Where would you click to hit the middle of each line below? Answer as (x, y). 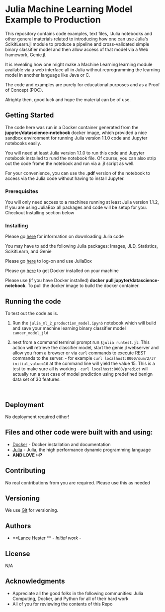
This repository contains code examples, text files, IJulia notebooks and (79, 33)
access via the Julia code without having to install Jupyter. (65, 178)
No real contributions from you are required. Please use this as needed (78, 482)
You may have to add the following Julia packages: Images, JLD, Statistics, (82, 246)
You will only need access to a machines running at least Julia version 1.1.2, (82, 202)
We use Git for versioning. (32, 510)
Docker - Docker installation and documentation (61, 444)
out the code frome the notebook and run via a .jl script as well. (70, 163)
